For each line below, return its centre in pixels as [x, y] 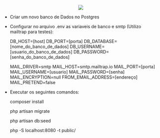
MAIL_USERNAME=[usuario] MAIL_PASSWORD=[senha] [67, 72]
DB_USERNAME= [87, 46]
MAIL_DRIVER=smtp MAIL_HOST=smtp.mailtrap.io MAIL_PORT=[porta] [82, 67]
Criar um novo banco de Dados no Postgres [54, 17]
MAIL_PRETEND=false [33, 82]
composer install [27, 102]
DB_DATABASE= [101, 41]
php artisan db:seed [30, 121]
